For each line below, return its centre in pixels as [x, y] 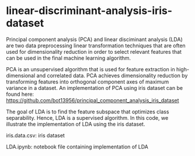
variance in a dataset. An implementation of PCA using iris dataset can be [94, 88]
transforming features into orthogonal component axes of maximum [88, 82]
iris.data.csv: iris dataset [36, 135]
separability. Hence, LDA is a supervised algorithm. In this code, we [87, 117]
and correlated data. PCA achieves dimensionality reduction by [112, 75]
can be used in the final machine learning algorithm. [69, 58]
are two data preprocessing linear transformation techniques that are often [96, 46]
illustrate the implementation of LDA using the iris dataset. [76, 124]
